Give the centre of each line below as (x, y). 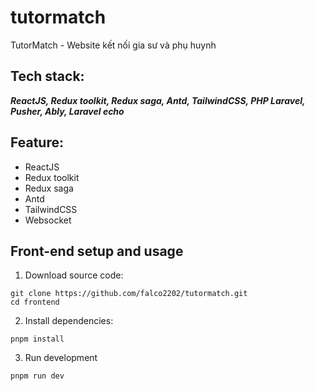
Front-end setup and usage (97, 251)
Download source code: (74, 275)
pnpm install (37, 339)
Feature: (37, 142)
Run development (61, 358)
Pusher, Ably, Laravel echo (67, 111)
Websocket (48, 220)
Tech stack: (47, 76)
